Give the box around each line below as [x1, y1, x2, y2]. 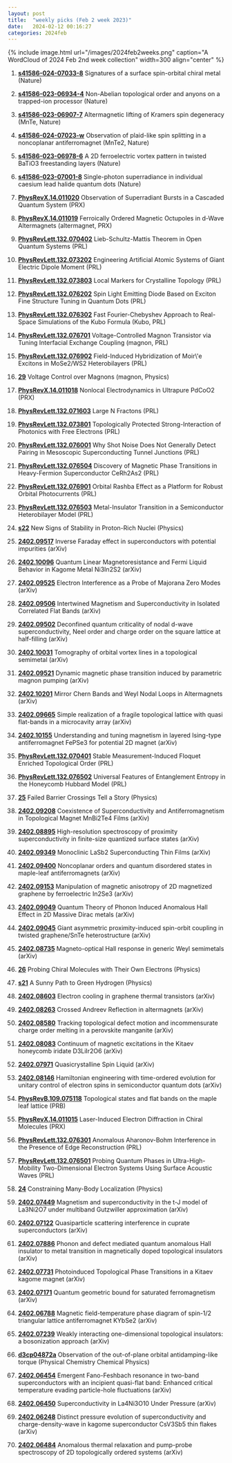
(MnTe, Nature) [17, 118, 61, 126]
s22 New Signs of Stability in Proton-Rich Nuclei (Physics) [17, 524, 184, 532]
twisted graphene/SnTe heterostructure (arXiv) [17, 931, 151, 940]
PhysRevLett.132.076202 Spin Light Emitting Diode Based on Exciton [17, 290, 217, 298]
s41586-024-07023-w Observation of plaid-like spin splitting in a [17, 131, 206, 140]
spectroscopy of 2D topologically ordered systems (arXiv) [17, 1448, 184, 1457]
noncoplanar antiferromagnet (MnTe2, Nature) [17, 139, 150, 147]
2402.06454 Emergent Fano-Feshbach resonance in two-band [17, 1371, 200, 1379]
